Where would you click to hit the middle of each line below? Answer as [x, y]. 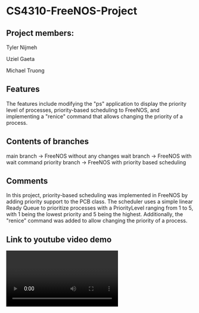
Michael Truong [25, 70]
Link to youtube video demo [59, 239]
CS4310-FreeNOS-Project [72, 11]
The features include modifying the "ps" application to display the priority [96, 103]
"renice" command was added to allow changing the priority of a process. [97, 221]
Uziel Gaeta [21, 59]
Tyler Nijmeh [22, 47]
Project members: [40, 33]
